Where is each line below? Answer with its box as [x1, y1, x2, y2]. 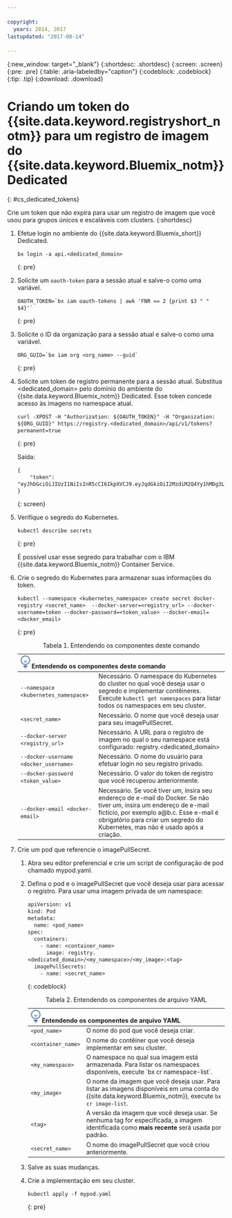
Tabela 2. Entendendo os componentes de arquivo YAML [46, 996, 207, 1004]
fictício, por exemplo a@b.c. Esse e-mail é [98, 808, 219, 816]
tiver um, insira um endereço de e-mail [98, 801, 209, 809]
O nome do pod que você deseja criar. [86, 1026, 195, 1035]
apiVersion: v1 [27, 901, 71, 908]
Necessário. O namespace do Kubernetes [98, 672, 217, 680]
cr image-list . [86, 1099, 128, 1108]
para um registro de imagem [43, 128, 209, 144]
